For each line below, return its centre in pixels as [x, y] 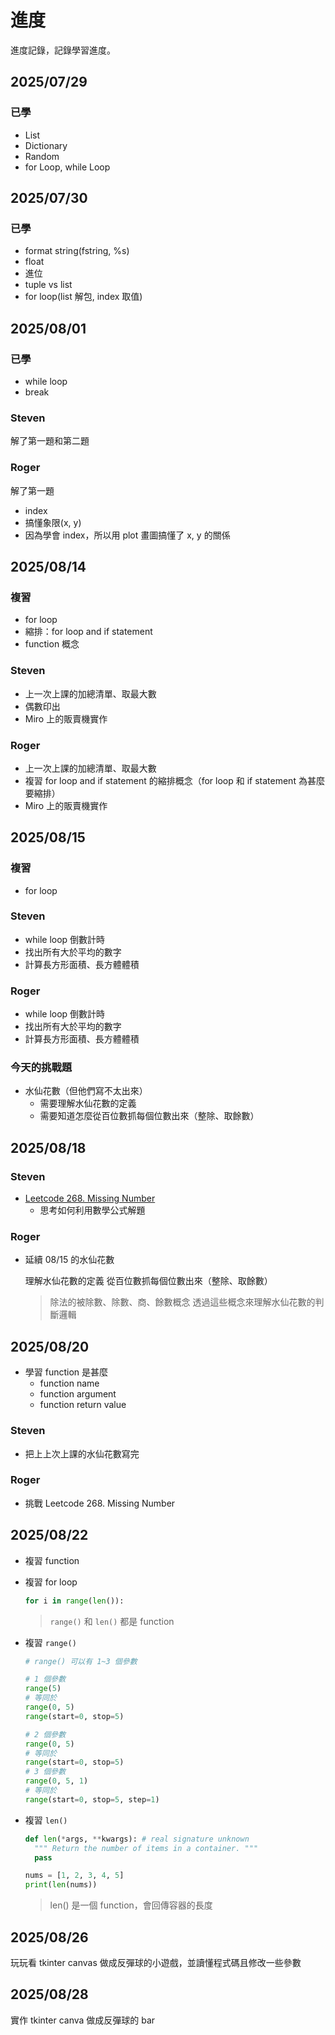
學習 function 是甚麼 [66, 1372]
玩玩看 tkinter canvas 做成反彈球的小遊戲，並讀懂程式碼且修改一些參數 [156, 1962]
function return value [83, 1405]
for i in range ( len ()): [74, 1601]
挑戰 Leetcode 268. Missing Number [100, 1503]
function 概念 [52, 644]
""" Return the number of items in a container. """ [146, 1848]
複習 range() [50, 1642]
